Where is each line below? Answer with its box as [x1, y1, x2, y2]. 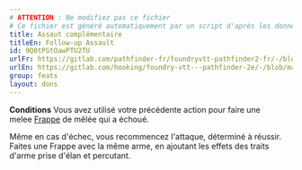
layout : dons [9, 80, 58, 89]
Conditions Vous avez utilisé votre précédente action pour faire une [9, 104, 261, 115]
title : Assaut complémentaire [9, 30, 123, 38]
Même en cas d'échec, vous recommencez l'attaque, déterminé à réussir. [9, 131, 282, 141]
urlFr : [9, 55, 34, 64]
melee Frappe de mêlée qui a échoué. [9, 114, 150, 124]
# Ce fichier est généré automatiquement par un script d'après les [9, 21, 271, 30]
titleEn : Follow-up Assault [9, 38, 115, 47]
